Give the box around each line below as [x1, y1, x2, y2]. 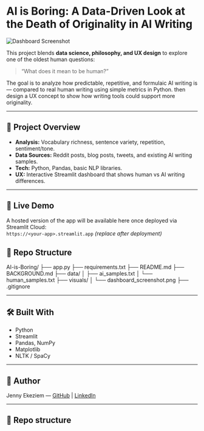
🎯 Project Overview [6, 122, 81, 132]
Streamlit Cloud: [6, 223, 47, 230]
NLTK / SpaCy [15, 352, 50, 360]
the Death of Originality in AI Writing [6, 17, 193, 31]
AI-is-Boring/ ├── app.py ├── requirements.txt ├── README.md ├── [6, 263, 185, 271]
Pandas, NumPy [15, 340, 56, 347]
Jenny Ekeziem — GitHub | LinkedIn [6, 392, 96, 399]
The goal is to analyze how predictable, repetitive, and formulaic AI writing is [6, 79, 198, 87]
